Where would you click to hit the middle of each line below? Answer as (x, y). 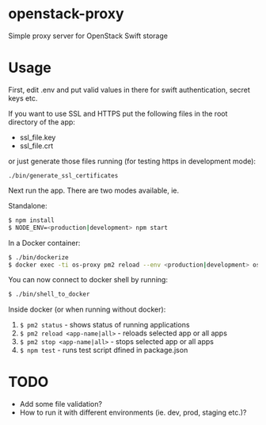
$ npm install (32, 220)
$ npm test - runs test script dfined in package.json (104, 350)
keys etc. (23, 98)
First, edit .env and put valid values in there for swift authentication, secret (129, 90)
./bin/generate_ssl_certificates (63, 175)
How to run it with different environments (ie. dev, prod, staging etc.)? (133, 412)
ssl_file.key (38, 137)
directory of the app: (42, 122)
